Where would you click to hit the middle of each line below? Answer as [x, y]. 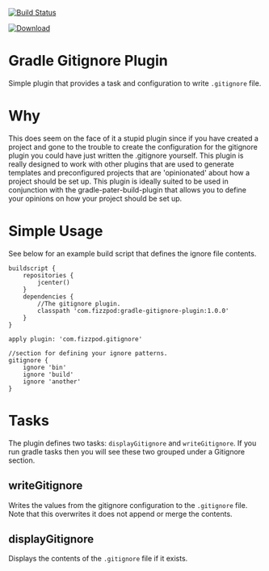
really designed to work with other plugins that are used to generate [121, 164]
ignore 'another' [52, 381]
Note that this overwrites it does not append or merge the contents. [120, 514]
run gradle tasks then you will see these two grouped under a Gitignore [127, 451]
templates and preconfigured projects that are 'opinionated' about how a [129, 172]
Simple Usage [56, 231]
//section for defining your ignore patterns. [88, 353]
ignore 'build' [48, 374]
